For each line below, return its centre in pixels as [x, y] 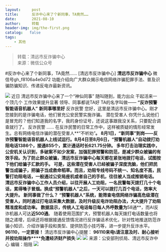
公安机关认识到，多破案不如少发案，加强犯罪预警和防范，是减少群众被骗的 [81, 152]
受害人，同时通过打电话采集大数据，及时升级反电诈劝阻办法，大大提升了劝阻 [83, 201]
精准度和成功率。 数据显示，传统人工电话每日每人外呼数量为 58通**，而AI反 [82, 207]
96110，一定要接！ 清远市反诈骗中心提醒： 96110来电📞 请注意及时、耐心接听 [82, 232]
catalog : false [23, 33]
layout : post [23, 10]
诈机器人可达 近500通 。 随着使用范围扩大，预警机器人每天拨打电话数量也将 [82, 213]
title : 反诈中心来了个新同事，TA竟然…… [47, 14]
